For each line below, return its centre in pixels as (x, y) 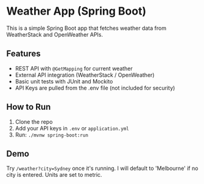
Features (23, 54)
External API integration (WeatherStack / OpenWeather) (85, 75)
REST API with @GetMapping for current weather (74, 68)
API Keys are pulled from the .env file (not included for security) (95, 88)
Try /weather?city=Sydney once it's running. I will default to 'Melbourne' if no (102, 168)
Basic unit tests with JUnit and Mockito (64, 81)
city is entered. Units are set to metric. (54, 175)
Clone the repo (34, 122)
